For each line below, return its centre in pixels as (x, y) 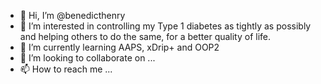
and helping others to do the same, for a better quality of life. (145, 36)
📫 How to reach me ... (66, 69)
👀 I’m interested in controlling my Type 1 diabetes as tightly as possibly (165, 26)
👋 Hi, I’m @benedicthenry (72, 15)
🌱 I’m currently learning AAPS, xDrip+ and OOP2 (119, 47)
